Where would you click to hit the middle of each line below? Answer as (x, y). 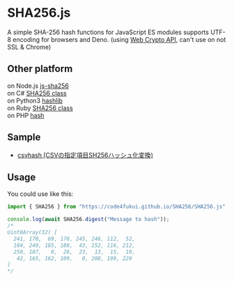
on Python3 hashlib (35, 100)
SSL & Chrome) (29, 47)
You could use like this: (40, 194)
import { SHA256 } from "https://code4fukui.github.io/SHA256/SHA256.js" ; (118, 207)
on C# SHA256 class (37, 93)
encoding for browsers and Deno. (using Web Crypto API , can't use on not (119, 39)
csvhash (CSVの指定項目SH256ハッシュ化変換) (85, 155)
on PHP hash (26, 115)
